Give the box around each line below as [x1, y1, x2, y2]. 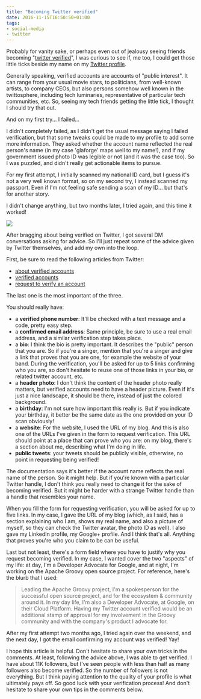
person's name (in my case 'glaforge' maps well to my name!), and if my [6, 147, 185, 154]
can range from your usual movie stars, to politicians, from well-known [6, 79, 182, 86]
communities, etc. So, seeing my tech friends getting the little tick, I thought [6, 98, 194, 105]
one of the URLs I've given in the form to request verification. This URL [14, 430, 191, 438]
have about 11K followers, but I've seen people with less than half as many [6, 660, 190, 668]
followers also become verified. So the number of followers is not [6, 666, 168, 674]
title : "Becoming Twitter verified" [6, 8, 98, 15]
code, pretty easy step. [14, 322, 73, 329]
